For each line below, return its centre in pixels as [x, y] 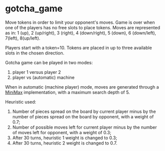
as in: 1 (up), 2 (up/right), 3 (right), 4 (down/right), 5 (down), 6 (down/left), [81, 33]
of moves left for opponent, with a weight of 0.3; [62, 132]
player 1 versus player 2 [37, 72]
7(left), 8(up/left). [23, 38]
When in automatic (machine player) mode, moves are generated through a [82, 87]
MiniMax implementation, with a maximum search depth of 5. [68, 92]
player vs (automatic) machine [43, 77]
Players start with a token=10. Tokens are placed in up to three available [79, 48]
